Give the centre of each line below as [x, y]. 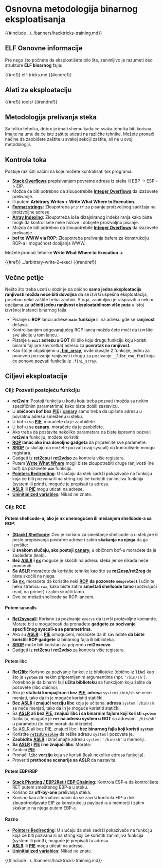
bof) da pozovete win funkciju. [42, 468]
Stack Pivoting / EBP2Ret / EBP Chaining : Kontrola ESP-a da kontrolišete [85, 782]
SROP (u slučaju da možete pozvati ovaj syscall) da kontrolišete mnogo [83, 447]
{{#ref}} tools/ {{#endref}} [31, 102]
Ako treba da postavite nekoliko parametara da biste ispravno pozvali [81, 432]
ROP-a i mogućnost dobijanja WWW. [49, 243]
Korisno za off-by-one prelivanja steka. [52, 792]
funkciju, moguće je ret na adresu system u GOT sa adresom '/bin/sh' [84, 719]
